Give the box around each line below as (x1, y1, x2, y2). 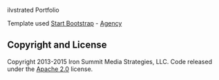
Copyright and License (7, 39, 107, 51)
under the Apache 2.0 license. (7, 65, 93, 73)
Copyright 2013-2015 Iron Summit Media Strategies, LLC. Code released (7, 57, 213, 66)
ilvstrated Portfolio (7, 6, 60, 14)
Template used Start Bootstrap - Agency (7, 19, 122, 27)
